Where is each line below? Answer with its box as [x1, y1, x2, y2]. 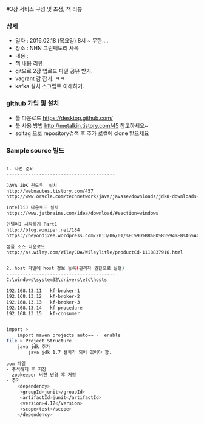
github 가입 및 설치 [6, 99, 59, 108]
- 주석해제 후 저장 [6, 366, 47, 372]
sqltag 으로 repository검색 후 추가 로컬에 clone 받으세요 [15, 130, 149, 137]
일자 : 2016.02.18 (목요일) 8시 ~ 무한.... [15, 37, 109, 44]
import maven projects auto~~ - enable [17, 332, 121, 339]
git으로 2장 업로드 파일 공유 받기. [15, 68, 93, 75]
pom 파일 [6, 361, 26, 367]
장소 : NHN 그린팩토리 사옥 [15, 44, 79, 52]
